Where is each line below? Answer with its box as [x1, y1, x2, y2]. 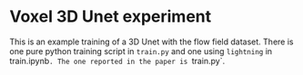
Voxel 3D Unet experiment [9, 6, 212, 27]
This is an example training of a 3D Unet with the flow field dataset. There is [9, 36, 294, 47]
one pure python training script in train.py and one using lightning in [9, 45, 273, 56]
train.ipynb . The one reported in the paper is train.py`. [9, 55, 226, 66]
